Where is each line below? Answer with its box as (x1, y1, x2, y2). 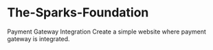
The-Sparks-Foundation (7, 5, 149, 21)
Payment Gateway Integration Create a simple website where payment (7, 27, 206, 36)
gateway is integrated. (7, 34, 70, 42)
